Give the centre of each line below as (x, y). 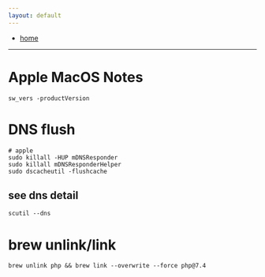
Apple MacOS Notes (76, 77)
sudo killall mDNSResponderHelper (65, 164)
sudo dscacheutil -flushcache (58, 171)
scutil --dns (30, 214)
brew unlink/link (62, 245)
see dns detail (43, 195)
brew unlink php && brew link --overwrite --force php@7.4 (107, 266)
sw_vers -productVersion (49, 98)
